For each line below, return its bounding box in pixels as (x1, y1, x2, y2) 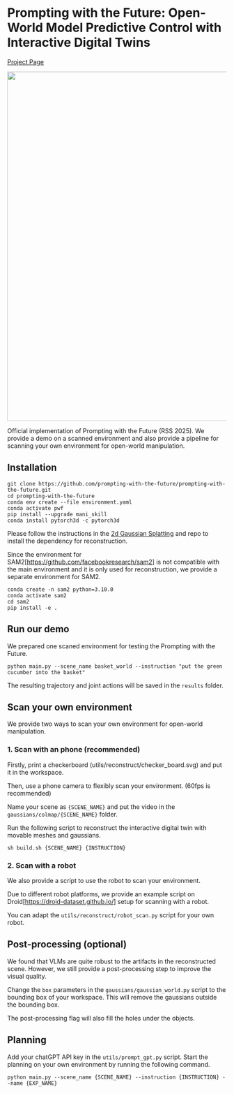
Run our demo (7, 623, 70, 635)
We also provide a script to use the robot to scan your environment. (7, 876, 201, 884)
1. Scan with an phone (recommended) (7, 745, 141, 754)
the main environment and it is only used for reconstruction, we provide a (7, 564, 217, 574)
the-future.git (7, 486, 52, 493)
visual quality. (7, 972, 47, 980)
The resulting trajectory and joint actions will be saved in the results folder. (7, 681, 224, 690)
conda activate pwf (7, 504, 64, 511)
